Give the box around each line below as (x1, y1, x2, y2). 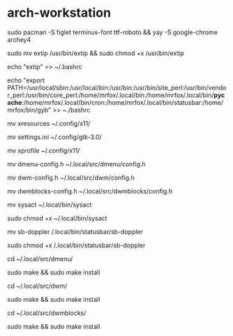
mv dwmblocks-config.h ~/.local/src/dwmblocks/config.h (7, 187, 173, 195)
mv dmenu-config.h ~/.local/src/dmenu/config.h (7, 159, 146, 168)
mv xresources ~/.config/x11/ (7, 119, 91, 127)
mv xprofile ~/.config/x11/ (7, 146, 80, 154)
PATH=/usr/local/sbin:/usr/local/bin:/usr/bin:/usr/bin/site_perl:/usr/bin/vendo (7, 83, 227, 92)
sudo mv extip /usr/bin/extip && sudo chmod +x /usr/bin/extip (7, 49, 185, 57)
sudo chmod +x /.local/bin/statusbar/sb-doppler (7, 241, 146, 249)
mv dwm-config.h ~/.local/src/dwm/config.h (7, 173, 135, 182)
